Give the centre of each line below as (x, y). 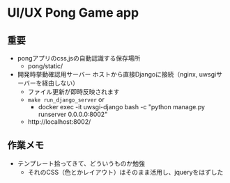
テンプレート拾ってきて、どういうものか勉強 (81, 163)
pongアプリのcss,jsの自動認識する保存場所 (79, 58)
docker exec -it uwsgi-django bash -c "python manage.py (122, 107)
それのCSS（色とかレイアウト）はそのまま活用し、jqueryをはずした (125, 172)
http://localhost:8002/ (59, 122)
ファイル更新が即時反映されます (74, 91)
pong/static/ (45, 66)
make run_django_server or (66, 100)
